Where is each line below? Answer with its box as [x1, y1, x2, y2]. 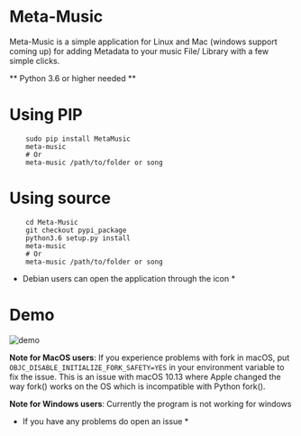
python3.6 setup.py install [25, 233, 131, 243]
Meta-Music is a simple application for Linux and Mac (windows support [9, 36, 278, 47]
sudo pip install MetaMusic [25, 134, 131, 144]
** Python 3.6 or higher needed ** [9, 72, 137, 83]
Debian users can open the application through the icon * [22, 273, 236, 283]
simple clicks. [9, 55, 60, 66]
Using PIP [9, 105, 83, 125]
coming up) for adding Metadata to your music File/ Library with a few [9, 45, 269, 56]
